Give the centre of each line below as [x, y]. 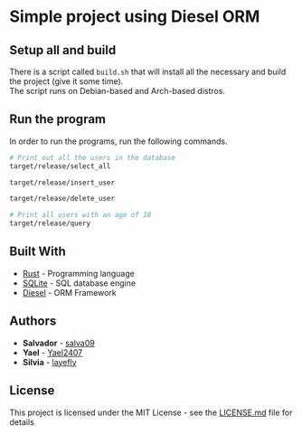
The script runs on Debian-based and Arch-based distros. [118, 91]
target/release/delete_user [62, 199]
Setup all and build [63, 50]
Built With [38, 252]
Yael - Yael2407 [52, 352]
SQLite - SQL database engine [79, 283]
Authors [33, 322]
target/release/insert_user [62, 183]
